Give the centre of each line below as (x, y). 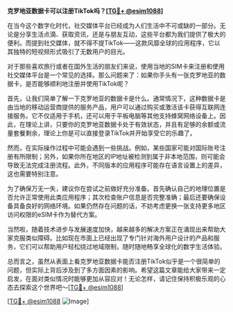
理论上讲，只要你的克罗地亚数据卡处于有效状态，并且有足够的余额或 (122, 124)
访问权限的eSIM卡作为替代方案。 (54, 215)
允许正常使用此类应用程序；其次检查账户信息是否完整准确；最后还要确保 (116, 197)
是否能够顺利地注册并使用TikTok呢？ (77, 84)
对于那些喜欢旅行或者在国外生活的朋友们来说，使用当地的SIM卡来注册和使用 (116, 66)
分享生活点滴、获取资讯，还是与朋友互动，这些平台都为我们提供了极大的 (122, 34)
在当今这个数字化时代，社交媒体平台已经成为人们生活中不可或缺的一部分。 (113, 26)
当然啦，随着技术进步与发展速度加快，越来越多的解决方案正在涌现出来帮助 (113, 229)
